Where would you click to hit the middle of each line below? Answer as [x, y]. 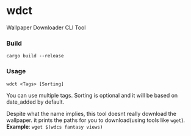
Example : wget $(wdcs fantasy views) [55, 126]
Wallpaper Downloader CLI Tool [46, 27]
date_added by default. [35, 102]
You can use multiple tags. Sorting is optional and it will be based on [92, 95]
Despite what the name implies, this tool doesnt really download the [92, 113]
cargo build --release [35, 56]
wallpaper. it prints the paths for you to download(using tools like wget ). [95, 120]
